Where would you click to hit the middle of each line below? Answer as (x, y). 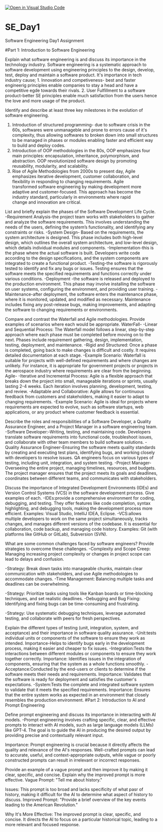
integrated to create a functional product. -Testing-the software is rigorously (81, 263)
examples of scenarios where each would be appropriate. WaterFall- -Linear (81, 324)
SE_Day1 (23, 27)
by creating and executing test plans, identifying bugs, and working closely (80, 452)
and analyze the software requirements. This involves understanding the (77, 222)
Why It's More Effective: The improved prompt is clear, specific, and (73, 814)
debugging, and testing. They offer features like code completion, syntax (78, 503)
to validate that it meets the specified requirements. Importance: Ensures (78, 690)
